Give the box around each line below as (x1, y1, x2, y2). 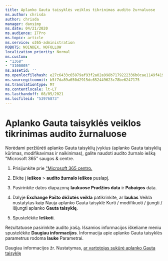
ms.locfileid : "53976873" (5, 96, 59, 101)
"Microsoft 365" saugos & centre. (5, 156, 74, 162)
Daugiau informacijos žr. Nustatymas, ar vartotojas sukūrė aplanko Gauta (5, 245, 156, 251)
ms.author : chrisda (5, 12, 46, 17)
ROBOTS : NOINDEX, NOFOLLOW (5, 45, 61, 50)
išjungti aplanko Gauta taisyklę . (12, 205, 78, 211)
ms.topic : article (5, 36, 43, 41)
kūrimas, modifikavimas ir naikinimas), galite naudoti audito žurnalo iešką (5, 150, 156, 156)
